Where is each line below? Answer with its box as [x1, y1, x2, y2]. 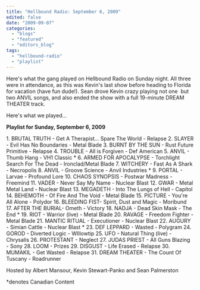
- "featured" [11, 36, 44, 42]
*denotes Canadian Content [6, 278, 74, 285]
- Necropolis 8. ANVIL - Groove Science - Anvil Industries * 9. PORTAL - [6, 166, 183, 173]
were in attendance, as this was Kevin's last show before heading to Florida [6, 81, 192, 88]
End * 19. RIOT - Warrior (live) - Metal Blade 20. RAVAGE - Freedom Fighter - [6, 211, 193, 218]
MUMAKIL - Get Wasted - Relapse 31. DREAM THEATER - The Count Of [6, 248, 182, 256]
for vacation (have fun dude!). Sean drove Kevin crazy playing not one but [6, 88, 189, 95]
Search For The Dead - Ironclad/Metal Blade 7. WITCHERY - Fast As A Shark [6, 160, 193, 167]
